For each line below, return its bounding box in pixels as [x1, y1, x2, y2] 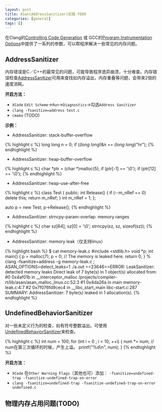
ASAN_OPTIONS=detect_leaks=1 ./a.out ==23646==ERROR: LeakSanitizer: [5, 264, 155, 270]
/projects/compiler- [78, 274, 117, 280]
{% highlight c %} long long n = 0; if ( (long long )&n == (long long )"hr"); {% [5, 142, 154, 148]
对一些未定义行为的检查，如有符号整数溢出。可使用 [5, 322, 107, 328]
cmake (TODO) [12, 113, 40, 118]
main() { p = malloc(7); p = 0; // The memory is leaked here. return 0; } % [5, 254, 151, 259]
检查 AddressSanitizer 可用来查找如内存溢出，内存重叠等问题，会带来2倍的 [9, 75, 157, 81]
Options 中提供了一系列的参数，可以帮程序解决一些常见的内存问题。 [5, 41, 140, 47]
